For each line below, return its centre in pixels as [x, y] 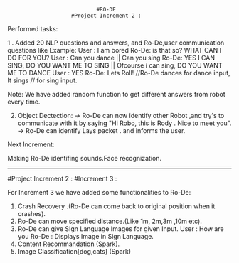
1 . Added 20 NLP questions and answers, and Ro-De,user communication [116, 43]
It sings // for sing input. [42, 80]
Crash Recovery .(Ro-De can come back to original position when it [116, 206]
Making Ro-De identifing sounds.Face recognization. [85, 158]
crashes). [32, 214]
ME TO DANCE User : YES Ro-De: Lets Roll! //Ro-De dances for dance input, [119, 73]
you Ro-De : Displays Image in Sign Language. [86, 236]
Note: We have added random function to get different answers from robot [116, 94]
